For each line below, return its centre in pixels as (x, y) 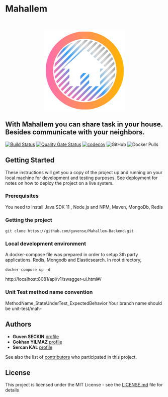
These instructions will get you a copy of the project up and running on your (84, 172)
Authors (18, 324)
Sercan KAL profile (32, 347)
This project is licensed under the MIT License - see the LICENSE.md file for (84, 385)
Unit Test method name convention (49, 292)
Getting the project (29, 220)
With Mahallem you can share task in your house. (84, 125)
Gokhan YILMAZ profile (37, 342)
